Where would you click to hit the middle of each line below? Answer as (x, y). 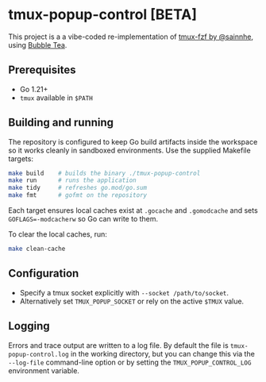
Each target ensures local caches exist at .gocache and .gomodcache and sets (133, 210)
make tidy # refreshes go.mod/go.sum (78, 188)
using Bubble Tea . (38, 44)
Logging (29, 326)
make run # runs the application (72, 180)
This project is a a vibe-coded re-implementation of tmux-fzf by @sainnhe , (131, 37)
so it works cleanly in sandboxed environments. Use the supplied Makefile (130, 150)
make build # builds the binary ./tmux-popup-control (104, 173)
